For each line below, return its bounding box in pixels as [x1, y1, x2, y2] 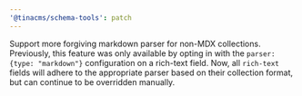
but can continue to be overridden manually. [9, 76, 176, 87]
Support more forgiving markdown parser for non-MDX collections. [9, 38, 261, 49]
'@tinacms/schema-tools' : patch [9, 13, 132, 23]
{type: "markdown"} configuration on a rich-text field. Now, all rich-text [9, 57, 280, 68]
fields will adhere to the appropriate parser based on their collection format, [9, 67, 294, 78]
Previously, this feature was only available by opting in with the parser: [9, 47, 276, 59]
